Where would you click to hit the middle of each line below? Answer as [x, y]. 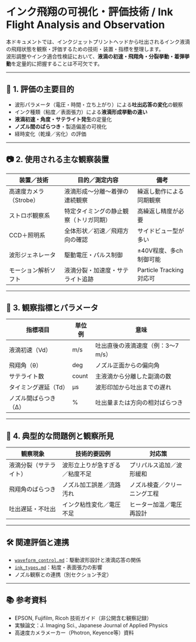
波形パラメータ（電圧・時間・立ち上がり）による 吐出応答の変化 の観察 [99, 104]
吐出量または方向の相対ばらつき [139, 403]
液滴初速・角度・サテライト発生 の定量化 [63, 119]
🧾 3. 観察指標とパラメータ [52, 308]
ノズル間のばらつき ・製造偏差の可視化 [60, 126]
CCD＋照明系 [27, 235]
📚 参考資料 [27, 600]
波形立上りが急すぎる [92, 465]
